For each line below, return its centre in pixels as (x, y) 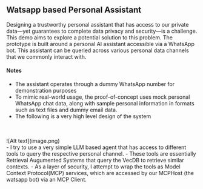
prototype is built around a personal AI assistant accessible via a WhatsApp (101, 44)
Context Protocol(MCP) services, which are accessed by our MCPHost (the (100, 173)
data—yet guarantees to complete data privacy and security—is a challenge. (102, 31)
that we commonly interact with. (46, 56)
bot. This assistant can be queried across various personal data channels (98, 50)
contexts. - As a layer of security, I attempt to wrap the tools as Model (93, 167)
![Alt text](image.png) (33, 141)
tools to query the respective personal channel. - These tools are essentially (101, 154)
